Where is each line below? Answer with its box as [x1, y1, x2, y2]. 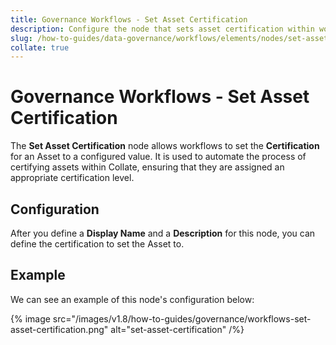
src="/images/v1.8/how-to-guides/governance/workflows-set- [52, 312, 312, 325]
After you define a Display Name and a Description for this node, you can [10, 227, 316, 239]
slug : [10, 33, 33, 43]
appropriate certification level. [10, 172, 135, 184]
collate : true [10, 42, 70, 53]
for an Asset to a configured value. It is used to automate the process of [10, 151, 307, 163]
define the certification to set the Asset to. [10, 238, 185, 250]
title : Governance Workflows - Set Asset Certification [10, 14, 248, 25]
